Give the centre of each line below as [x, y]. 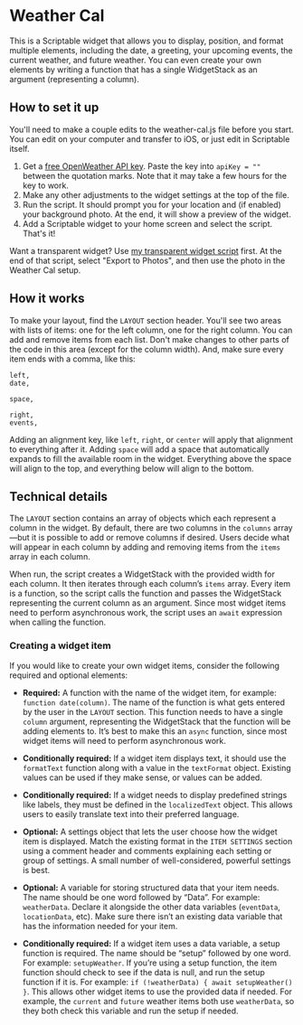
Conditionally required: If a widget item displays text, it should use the [154, 758]
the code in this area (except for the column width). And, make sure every [147, 349]
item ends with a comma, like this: [72, 359]
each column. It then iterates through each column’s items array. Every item [150, 584]
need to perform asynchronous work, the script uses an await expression [146, 613]
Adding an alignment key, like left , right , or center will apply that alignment [151, 439]
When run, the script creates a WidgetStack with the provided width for [142, 574]
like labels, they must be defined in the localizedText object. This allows [158, 804]
